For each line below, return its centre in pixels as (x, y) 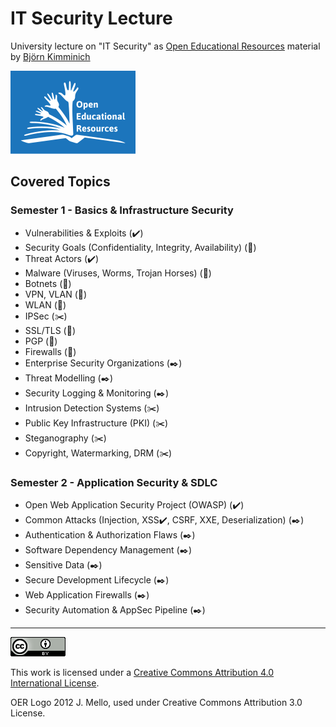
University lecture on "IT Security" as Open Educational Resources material (165, 46)
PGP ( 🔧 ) (41, 341)
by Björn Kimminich (50, 56)
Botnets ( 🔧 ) (48, 283)
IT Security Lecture (91, 18)
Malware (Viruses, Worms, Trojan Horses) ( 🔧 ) (118, 273)
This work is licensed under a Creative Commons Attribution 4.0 (142, 672)
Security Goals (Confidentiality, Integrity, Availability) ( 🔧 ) (140, 247)
